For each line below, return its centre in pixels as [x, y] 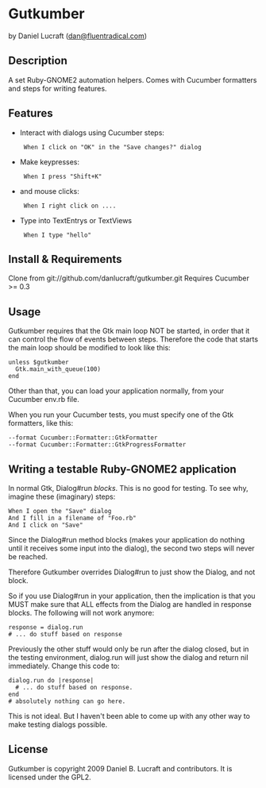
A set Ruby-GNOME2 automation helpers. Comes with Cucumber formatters [133, 79]
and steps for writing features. [58, 88]
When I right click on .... [70, 206]
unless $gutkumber [39, 362]
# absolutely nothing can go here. [67, 701]
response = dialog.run [46, 628]
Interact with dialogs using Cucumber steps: [92, 133]
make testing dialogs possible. [58, 724]
